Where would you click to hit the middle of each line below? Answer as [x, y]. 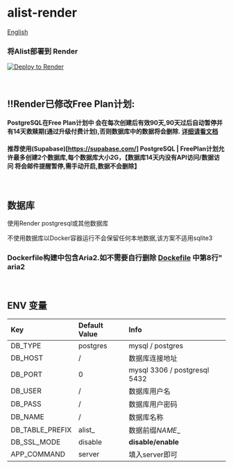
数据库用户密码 [153, 404]
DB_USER [26, 391]
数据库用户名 [150, 391]
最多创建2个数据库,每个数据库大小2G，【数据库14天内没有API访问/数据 [113, 157]
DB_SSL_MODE [36, 442]
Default [91, 325]
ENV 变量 [27, 306]
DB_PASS [26, 404]
